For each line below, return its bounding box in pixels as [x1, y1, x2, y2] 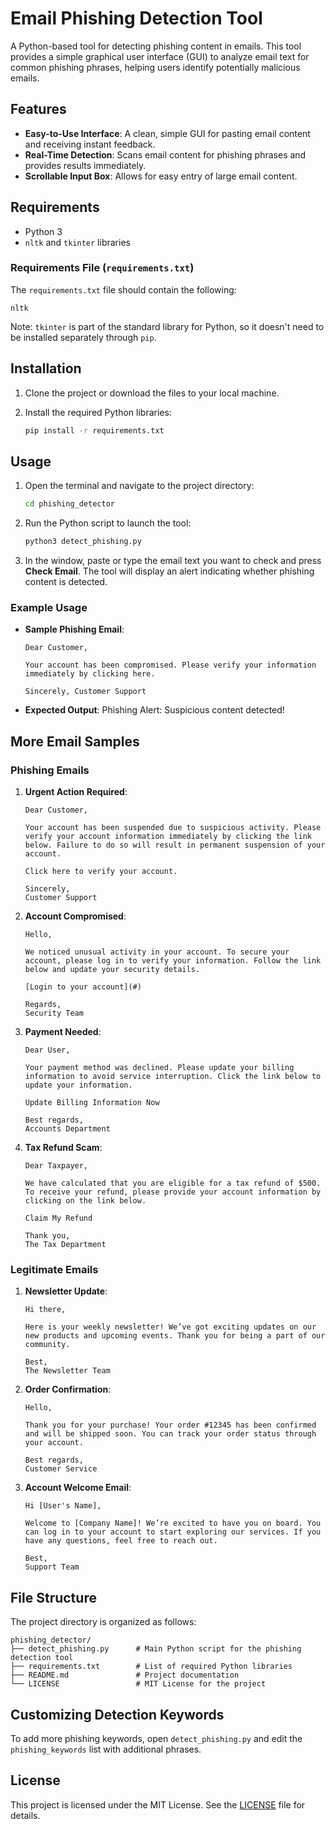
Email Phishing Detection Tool [10, 7, 263, 30]
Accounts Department [24, 1124, 111, 1134]
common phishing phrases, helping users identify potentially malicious [10, 61, 301, 73]
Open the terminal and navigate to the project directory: [24, 480, 255, 492]
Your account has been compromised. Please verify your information [24, 660, 317, 671]
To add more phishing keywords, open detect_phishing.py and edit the [10, 1733, 303, 1745]
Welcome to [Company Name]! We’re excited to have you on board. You [24, 1518, 322, 1529]
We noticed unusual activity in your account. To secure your [24, 947, 290, 957]
